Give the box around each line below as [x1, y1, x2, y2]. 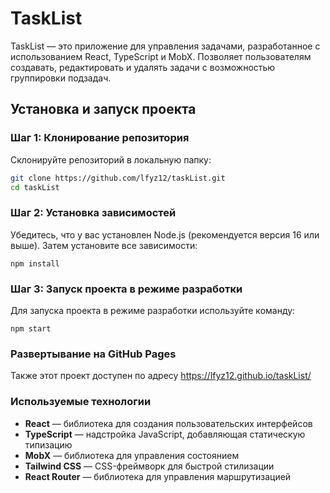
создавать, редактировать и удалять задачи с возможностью [10, 61, 276, 73]
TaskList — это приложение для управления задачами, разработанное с [10, 40, 321, 52]
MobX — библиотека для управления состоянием [24, 449, 240, 461]
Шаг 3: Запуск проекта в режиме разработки [10, 282, 243, 296]
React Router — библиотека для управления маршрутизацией [24, 470, 292, 482]
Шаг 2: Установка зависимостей [10, 206, 177, 220]
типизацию [24, 438, 73, 451]
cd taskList [10, 182, 60, 192]
